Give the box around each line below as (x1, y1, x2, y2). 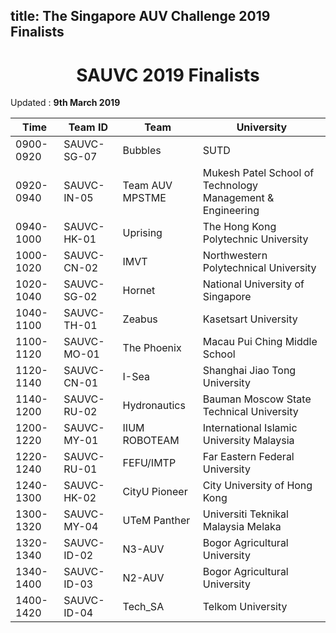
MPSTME (122, 191, 167, 205)
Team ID (68, 120, 109, 134)
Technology (202, 179, 259, 193)
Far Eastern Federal (202, 450, 295, 464)
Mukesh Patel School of (202, 166, 315, 180)
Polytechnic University (202, 232, 309, 246)
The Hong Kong (202, 220, 277, 234)
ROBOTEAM (122, 434, 180, 448)
